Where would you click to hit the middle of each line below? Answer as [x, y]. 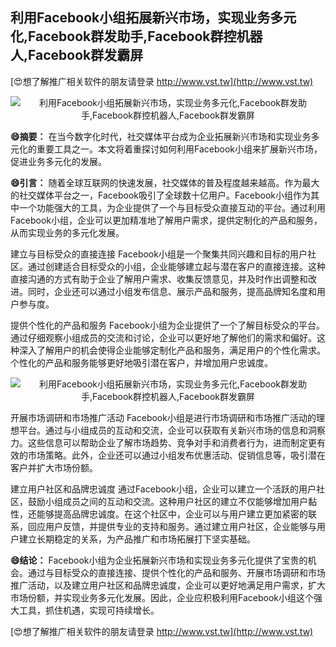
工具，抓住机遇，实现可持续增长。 [89, 610]
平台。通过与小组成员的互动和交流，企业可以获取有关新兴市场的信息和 [163, 430]
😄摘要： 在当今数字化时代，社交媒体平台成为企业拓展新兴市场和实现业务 [161, 136]
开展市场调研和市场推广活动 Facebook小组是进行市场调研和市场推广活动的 [163, 417]
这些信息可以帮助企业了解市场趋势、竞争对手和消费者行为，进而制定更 [172, 442]
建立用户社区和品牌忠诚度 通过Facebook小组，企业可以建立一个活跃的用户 [163, 489]
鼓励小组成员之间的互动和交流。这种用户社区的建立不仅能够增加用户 [167, 501]
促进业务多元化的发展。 [58, 161]
